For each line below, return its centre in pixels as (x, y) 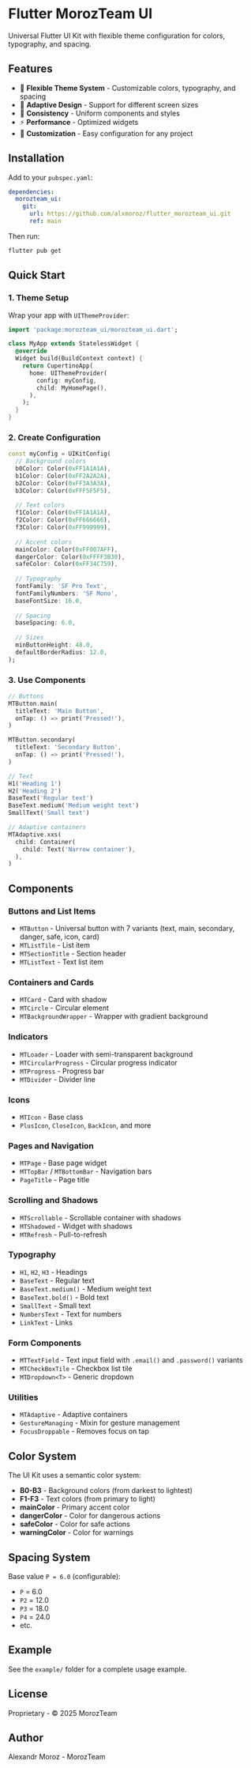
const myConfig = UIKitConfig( (60, 454)
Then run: (24, 236)
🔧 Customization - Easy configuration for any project (106, 133)
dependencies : (32, 192)
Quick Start (37, 275)
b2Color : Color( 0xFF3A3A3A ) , (63, 483)
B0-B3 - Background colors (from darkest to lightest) (106, 1491)
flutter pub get (35, 251)
